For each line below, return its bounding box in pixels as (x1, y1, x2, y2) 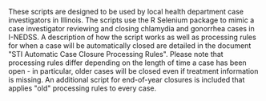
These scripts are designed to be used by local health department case (8, 7, 244, 16)
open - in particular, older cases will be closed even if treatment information (8, 67, 259, 75)
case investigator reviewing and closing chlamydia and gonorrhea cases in (8, 24, 255, 33)
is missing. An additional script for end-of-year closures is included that (8, 75, 245, 84)
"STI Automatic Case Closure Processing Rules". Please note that (8, 50, 224, 59)
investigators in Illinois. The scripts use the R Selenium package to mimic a (8, 15, 255, 25)
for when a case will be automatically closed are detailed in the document (8, 41, 252, 50)
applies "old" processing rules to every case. (8, 83, 157, 93)
